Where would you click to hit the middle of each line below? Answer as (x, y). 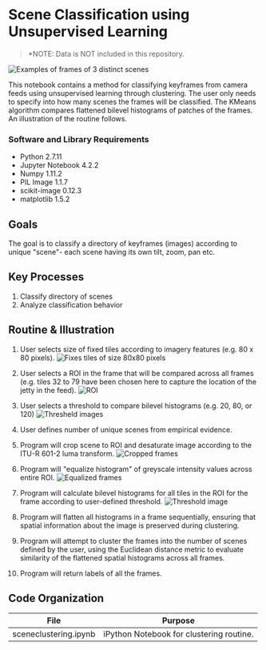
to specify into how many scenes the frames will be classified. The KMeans (133, 101)
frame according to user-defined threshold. (91, 501)
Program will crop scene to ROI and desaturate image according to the (135, 445)
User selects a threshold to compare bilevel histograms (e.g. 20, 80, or (136, 406)
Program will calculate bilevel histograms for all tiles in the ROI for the (134, 493)
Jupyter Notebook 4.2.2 (59, 165)
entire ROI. (37, 478)
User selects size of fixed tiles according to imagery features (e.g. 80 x (137, 349)
